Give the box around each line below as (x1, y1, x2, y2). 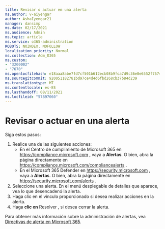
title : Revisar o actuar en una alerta (5, 7, 87, 12)
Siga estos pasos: (5, 131, 41, 138)
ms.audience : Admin (5, 30, 45, 35)
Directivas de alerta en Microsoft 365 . (5, 219, 82, 225)
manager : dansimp (5, 21, 41, 26)
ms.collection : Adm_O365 (5, 53, 56, 58)
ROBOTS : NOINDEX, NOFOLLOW (5, 44, 60, 49)
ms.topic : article (5, 35, 43, 40)
